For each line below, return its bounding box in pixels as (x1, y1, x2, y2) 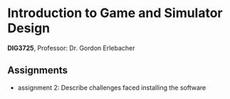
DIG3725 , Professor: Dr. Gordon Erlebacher (7, 43, 135, 52)
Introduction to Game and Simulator (7, 5, 223, 21)
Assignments (7, 64, 68, 76)
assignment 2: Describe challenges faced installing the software (17, 83, 207, 92)
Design (7, 20, 51, 36)
